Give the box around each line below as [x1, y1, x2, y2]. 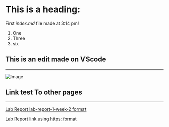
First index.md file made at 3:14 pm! [5, 20, 79, 26]
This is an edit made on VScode [5, 55, 106, 64]
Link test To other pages [5, 88, 83, 97]
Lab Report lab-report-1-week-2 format [5, 106, 87, 112]
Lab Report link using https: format [5, 116, 77, 122]
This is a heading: [5, 4, 81, 15]
